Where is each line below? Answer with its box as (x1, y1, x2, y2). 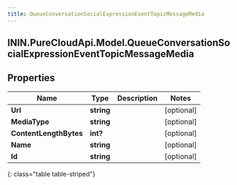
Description (116, 93, 158, 103)
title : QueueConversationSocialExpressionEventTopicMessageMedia (7, 10, 204, 18)
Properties (7, 72, 55, 84)
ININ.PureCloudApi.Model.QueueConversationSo (7, 37, 231, 49)
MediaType (11, 117, 50, 127)
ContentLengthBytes (11, 128, 83, 138)
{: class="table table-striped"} (7, 169, 96, 178)
